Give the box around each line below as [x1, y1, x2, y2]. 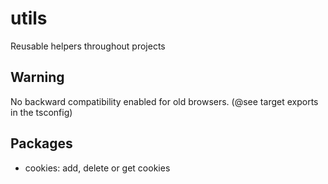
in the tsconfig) [10, 106, 73, 118]
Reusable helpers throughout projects [10, 40, 166, 52]
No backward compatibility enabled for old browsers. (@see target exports [10, 95, 319, 107]
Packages [10, 135, 73, 152]
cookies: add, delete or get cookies [24, 162, 171, 174]
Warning [10, 69, 65, 86]
